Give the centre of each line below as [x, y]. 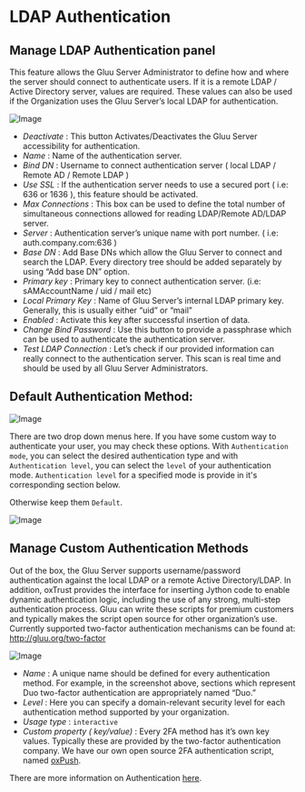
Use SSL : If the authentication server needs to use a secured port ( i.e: [155, 185]
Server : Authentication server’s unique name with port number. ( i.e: [150, 233]
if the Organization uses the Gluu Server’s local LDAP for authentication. [144, 101]
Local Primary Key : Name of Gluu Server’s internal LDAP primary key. [153, 301]
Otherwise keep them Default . [66, 502]
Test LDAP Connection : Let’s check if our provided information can [148, 349]
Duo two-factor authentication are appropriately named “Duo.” [139, 692]
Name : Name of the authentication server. [102, 155]
